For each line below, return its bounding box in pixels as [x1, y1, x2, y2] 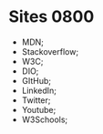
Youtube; [21, 104, 57, 115]
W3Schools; [21, 114, 68, 125]
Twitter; [21, 94, 51, 106]
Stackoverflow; [21, 46, 79, 57]
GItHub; [21, 75, 52, 86]
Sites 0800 [8, 6, 95, 27]
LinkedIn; [21, 85, 57, 96]
